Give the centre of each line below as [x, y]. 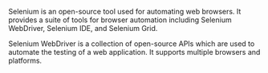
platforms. [25, 60]
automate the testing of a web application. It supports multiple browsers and [134, 52]
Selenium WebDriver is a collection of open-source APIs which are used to [132, 44]
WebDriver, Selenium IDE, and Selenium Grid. [83, 28]
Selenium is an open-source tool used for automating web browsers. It [125, 12]
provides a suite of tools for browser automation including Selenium [120, 20]
